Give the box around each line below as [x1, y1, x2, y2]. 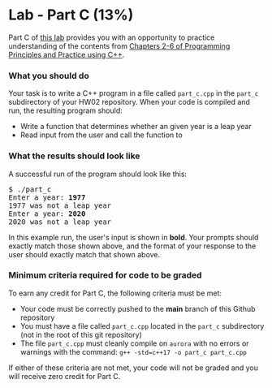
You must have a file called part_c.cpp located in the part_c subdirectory [19, 321, 265, 330]
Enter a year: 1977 [8, 192, 86, 202]
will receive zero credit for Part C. [8, 371, 121, 381]
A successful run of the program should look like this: [8, 169, 188, 179]
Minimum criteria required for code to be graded [8, 269, 202, 281]
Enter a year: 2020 [8, 209, 86, 218]
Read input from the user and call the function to [19, 130, 183, 140]
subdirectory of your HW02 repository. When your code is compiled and [8, 97, 250, 107]
